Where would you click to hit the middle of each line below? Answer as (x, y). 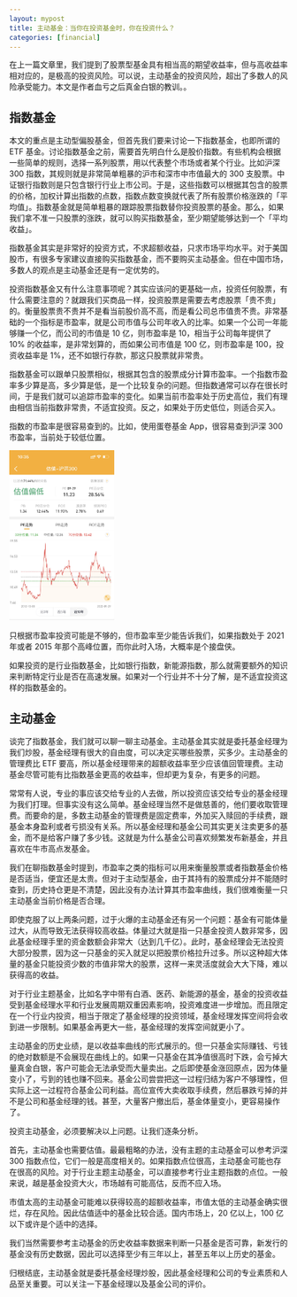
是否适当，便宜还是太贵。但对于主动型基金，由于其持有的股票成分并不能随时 (148, 879)
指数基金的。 (48, 687)
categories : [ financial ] (55, 37)
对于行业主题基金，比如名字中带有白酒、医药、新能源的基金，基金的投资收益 (148, 994)
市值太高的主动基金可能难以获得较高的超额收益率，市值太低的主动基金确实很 (148, 1202)
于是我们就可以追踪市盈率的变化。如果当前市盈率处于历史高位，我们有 (152, 396)
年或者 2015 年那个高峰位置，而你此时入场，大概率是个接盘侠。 (125, 647)
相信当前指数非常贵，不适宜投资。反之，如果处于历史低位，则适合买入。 (148, 408)
